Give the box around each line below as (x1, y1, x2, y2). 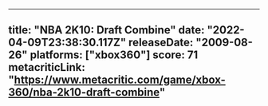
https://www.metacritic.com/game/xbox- (14, 73, 226, 87)
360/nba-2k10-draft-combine (8, 85, 160, 100)
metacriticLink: (8, 61, 85, 74)
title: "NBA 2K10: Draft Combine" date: (8, 23, 205, 37)
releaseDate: (128, 36, 194, 49)
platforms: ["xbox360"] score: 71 (30, 49, 199, 62)
